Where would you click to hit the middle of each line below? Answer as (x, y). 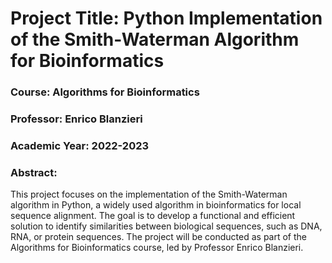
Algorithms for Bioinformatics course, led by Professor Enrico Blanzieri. (157, 248)
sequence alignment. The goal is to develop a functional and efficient (153, 216)
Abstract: (34, 172)
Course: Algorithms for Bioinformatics (105, 92)
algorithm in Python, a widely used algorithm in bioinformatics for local (156, 205)
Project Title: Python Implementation (166, 18)
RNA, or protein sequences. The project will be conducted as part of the (159, 237)
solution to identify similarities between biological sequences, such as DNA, (166, 226)
